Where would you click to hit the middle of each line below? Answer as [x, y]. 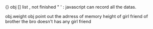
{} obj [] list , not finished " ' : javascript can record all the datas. [71, 7]
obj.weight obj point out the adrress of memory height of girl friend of [76, 16]
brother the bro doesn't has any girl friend [48, 22]
